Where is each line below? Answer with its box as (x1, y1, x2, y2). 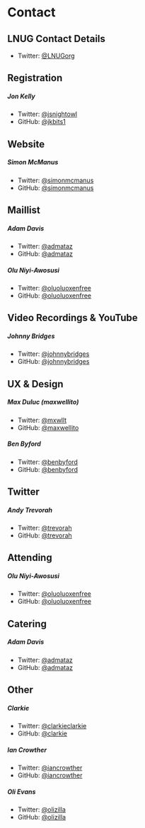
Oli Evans (7, 787, 36, 796)
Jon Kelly (7, 92, 35, 100)
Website (7, 138, 45, 150)
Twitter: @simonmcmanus (17, 176, 94, 184)
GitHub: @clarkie (17, 729, 67, 738)
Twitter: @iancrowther (17, 763, 83, 772)
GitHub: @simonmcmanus (17, 183, 94, 192)
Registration (7, 72, 63, 84)
